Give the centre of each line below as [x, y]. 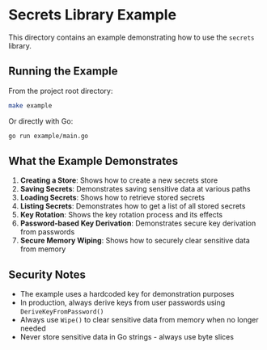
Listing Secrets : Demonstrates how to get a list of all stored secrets [133, 206]
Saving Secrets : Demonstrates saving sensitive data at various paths [135, 189]
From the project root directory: [61, 91]
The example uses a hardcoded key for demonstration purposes [127, 294]
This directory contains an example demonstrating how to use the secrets [131, 37]
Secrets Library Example [92, 15]
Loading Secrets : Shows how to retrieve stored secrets [112, 198]
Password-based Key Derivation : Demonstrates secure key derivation [138, 223]
